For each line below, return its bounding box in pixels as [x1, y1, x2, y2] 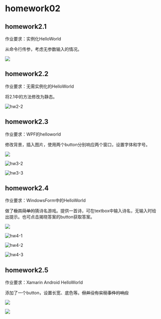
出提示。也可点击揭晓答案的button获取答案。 [5, 214, 95, 220]
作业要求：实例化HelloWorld [5, 36, 61, 41]
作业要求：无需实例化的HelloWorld [5, 83, 74, 89]
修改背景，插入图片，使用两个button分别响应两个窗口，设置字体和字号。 [5, 141, 150, 147]
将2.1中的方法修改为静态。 [5, 94, 57, 100]
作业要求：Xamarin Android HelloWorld [5, 279, 83, 285]
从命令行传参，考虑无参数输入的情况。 [5, 46, 82, 52]
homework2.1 [5, 22, 47, 31]
